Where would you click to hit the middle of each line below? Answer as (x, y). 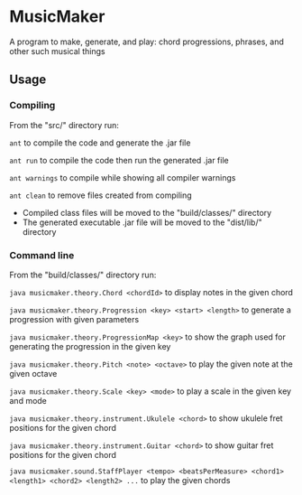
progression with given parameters (74, 319)
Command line (42, 255)
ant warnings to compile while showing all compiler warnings (123, 177)
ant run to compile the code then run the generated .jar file (119, 160)
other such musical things (57, 51)
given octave (33, 373)
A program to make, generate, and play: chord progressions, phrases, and (146, 42)
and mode (28, 400)
